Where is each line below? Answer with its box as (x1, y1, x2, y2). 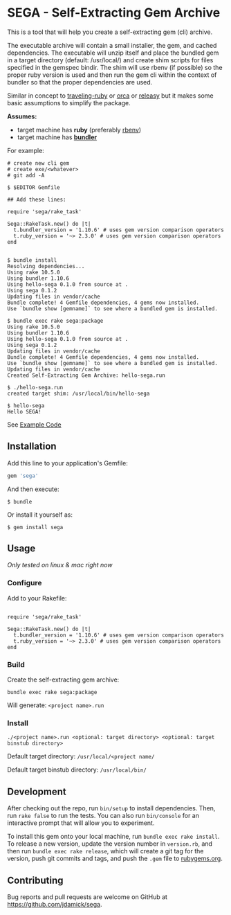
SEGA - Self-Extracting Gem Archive (7, 5, 221, 21)
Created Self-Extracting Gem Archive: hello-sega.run (7, 372, 166, 379)
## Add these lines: (7, 196, 67, 203)
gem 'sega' (7, 472, 39, 479)
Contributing (7, 874, 64, 886)
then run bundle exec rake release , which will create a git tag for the (7, 847, 204, 855)
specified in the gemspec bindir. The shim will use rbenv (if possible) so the (7, 63, 223, 71)
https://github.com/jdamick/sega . (7, 900, 102, 908)
